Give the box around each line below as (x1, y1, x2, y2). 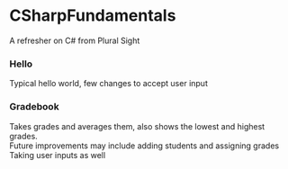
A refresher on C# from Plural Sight (9, 35, 140, 46)
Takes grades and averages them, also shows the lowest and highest (9, 120, 265, 131)
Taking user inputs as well (9, 149, 106, 160)
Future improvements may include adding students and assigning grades (9, 140, 280, 151)
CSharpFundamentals (9, 5, 176, 26)
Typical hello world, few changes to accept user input (9, 78, 209, 89)
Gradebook (9, 101, 60, 113)
